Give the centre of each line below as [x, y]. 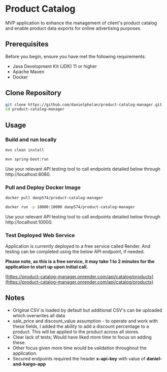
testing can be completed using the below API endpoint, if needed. [75, 252]
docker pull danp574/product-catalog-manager [54, 198]
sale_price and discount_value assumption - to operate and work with [85, 321]
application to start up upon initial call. [47, 267]
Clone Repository [34, 93]
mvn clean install [25, 150]
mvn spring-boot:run [27, 159]
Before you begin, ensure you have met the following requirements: [76, 56]
